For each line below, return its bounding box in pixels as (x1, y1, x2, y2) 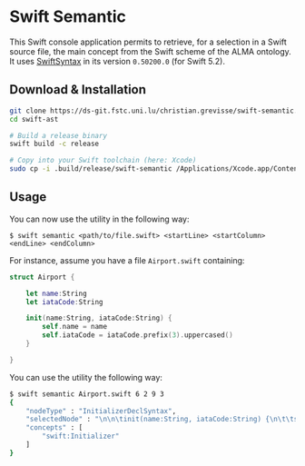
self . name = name (42, 322, 107, 332)
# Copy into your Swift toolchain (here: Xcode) (9, 156, 197, 165)
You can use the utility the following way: (9, 372, 163, 382)
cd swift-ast (9, 114, 59, 124)
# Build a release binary (9, 131, 107, 140)
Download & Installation (9, 82, 147, 97)
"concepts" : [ (25, 423, 84, 432)
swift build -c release (9, 139, 100, 149)
